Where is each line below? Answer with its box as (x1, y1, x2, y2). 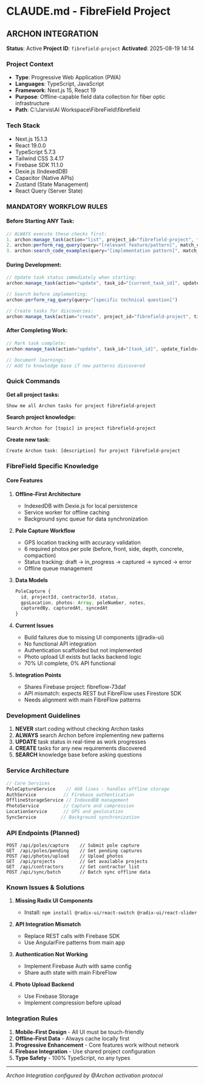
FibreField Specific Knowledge (6, 461, 99, 470)
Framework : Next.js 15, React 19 (15, 87, 96, 94)
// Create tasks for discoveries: (6, 308, 94, 314)
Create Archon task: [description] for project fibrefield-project (6, 447, 181, 454)
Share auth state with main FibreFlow (24, 969, 117, 976)
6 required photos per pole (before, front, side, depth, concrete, (24, 545, 184, 552)
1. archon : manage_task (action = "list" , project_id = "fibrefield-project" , (6, 237, 194, 243)
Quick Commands (6, 377, 61, 385)
